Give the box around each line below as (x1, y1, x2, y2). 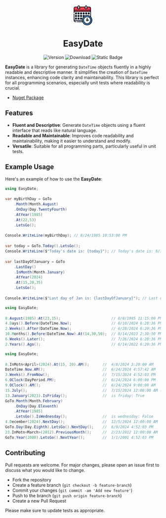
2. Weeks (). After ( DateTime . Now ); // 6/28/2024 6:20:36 (5, 326, 156, 331)
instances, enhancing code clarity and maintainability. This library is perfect (5, 74, 159, 80)
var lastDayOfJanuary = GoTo (5, 259, 65, 264)
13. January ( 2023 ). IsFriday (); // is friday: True (5, 393, 145, 398)
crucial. (5, 85, 21, 91)
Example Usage (5, 163, 54, 171)
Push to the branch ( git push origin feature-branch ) (12, 492, 122, 498)
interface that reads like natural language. (12, 127, 97, 133)
